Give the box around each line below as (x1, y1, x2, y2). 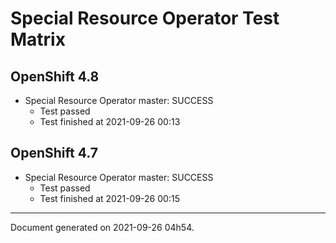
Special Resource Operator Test (10, 7, 280, 30)
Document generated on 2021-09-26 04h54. (10, 221, 195, 233)
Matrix (10, 28, 66, 51)
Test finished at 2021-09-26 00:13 (39, 116, 181, 127)
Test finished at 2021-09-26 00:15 (39, 192, 180, 204)
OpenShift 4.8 (10, 68, 100, 85)
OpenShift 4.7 (10, 145, 98, 162)
